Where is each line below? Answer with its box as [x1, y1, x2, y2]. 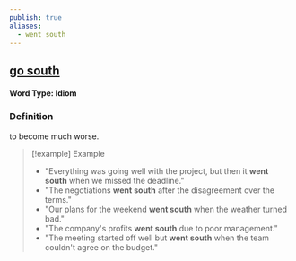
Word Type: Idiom [9, 88, 77, 99]
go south [9, 63, 60, 78]
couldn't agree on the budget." [44, 241, 159, 252]
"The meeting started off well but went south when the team [44, 232, 270, 243]
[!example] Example [30, 148, 105, 159]
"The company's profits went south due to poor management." [44, 222, 278, 233]
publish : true [9, 13, 63, 22]
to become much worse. [9, 131, 100, 142]
